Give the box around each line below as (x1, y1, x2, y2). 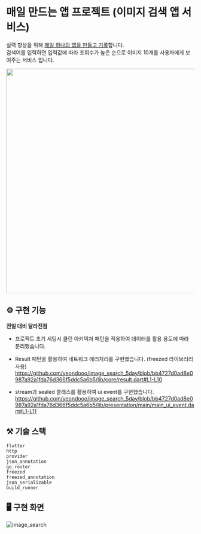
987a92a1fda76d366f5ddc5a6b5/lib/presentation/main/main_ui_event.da (14, 401, 194, 408)
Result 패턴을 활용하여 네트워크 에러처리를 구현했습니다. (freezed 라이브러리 (14, 355, 193, 362)
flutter (6, 442, 26, 449)
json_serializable (6, 480, 52, 486)
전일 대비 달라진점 (6, 322, 48, 329)
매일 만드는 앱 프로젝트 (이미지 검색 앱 (6, 5, 179, 19)
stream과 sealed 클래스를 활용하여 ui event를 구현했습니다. (14, 388, 154, 395)
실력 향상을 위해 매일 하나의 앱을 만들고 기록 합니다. (6, 41, 124, 48)
